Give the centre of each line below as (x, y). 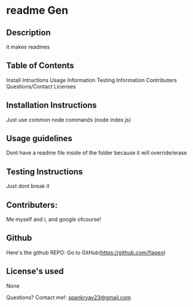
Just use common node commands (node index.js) (69, 120)
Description (28, 33)
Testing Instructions (45, 171)
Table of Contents (40, 66)
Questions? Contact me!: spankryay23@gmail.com (69, 297)
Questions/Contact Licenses (41, 86)
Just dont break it (28, 186)
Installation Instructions (52, 105)
